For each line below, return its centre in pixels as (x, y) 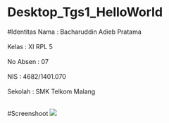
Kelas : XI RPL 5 (30, 46)
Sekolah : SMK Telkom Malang (51, 91)
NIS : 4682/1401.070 (37, 76)
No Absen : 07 (28, 61)
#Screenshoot (28, 113)
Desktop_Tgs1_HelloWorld (85, 12)
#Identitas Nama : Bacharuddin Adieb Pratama (75, 32)
